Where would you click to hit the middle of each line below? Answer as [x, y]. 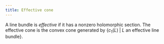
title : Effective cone [29, 10]
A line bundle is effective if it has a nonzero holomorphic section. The [78, 25]
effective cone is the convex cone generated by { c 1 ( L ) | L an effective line [82, 30]
